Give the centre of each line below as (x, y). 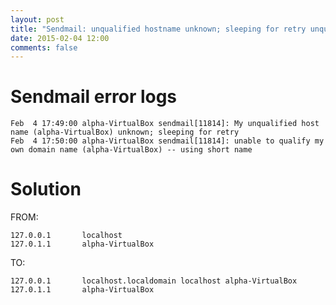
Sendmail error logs (94, 97)
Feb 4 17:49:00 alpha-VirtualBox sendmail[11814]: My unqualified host (165, 124)
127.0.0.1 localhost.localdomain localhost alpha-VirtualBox (154, 281)
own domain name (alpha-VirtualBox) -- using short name (131, 150)
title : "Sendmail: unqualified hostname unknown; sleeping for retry (158, 29)
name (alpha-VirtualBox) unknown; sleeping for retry (125, 132)
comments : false (44, 47)
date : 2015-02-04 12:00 (60, 38)
